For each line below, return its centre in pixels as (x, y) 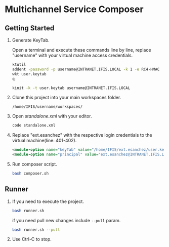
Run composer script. (35, 164)
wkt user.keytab (29, 74)
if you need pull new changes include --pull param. (66, 220)
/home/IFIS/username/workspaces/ (47, 107)
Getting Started (30, 28)
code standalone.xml (34, 126)
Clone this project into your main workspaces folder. (67, 98)
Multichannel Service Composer (74, 9)
